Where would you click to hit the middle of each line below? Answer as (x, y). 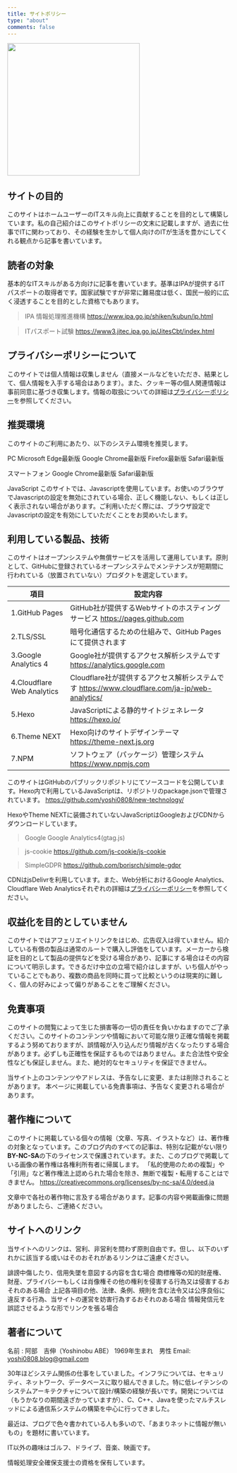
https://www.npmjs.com (110, 764)
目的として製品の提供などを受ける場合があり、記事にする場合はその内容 (124, 958)
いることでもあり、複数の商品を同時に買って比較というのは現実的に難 (115, 976)
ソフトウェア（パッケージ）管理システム (137, 755)
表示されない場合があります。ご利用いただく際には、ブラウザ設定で (112, 506)
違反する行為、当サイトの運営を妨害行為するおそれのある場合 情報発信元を (116, 1299)
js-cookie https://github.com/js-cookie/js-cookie (95, 851)
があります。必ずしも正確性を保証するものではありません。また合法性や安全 (118, 1054)
